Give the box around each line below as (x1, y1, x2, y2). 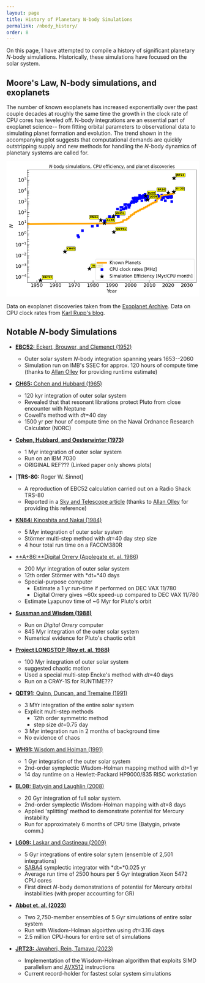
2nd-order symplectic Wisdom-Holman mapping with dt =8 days (24, 800, 186, 808)
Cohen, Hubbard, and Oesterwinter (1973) (15, 436, 124, 444)
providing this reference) (24, 504, 87, 512)
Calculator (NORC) (24, 424, 72, 431)
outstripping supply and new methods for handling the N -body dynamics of (6, 143, 197, 150)
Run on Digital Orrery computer (24, 621, 104, 628)
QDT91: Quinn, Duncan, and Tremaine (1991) (15, 689, 128, 697)
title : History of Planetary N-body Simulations (6, 16, 133, 23)
